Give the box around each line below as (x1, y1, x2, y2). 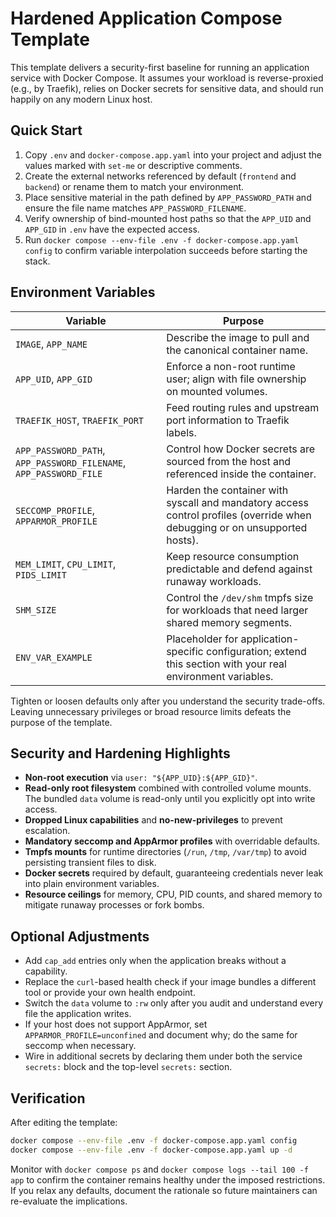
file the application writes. (24, 1008, 132, 1020)
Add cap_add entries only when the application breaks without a (24, 955, 287, 967)
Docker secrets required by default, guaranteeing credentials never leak (24, 867, 324, 879)
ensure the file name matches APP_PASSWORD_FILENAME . (24, 202, 247, 214)
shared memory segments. (166, 615, 292, 629)
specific (166, 644, 204, 658)
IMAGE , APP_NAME (15, 337, 88, 351)
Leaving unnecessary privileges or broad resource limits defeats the (10, 705, 292, 717)
